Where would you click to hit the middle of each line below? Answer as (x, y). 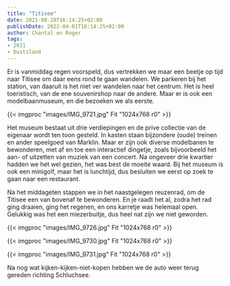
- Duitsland (24, 52)
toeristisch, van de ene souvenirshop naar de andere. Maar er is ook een (110, 93)
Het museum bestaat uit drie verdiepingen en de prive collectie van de (106, 127)
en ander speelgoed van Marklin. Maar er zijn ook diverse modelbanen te (111, 142)
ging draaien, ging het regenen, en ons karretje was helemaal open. (103, 207)
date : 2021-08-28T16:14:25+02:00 (55, 20)
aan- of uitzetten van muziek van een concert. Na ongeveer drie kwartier (110, 156)
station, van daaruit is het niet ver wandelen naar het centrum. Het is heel (111, 86)
